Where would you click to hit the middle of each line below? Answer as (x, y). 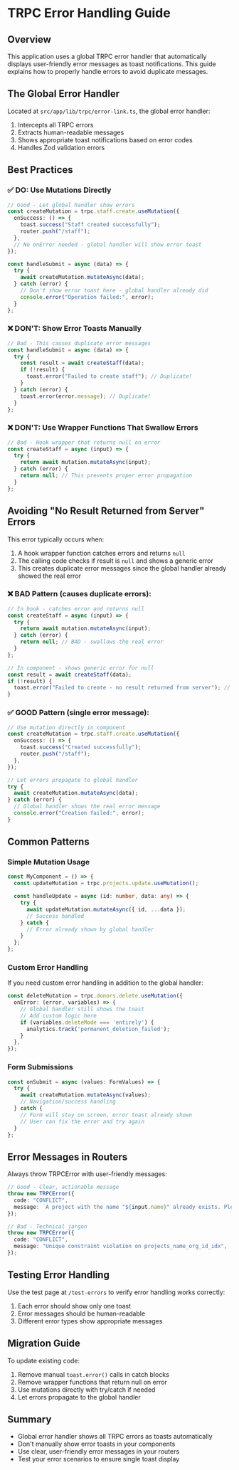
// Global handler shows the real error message (87, 807)
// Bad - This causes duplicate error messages (79, 343)
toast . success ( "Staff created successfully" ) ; (90, 225)
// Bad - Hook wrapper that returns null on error (84, 443)
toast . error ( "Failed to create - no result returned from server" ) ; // (122, 688)
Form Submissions (40, 1067)
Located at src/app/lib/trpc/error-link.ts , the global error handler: (109, 111)
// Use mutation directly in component (67, 727)
